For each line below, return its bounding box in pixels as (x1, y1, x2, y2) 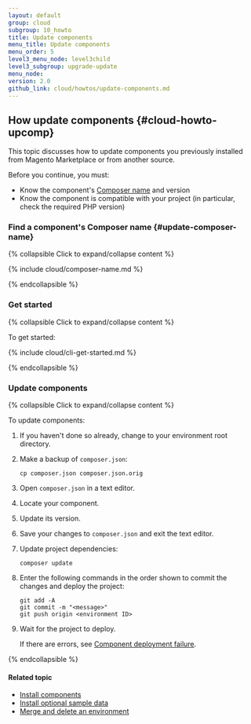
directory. (19, 439, 51, 448)
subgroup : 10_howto (8, 26, 72, 34)
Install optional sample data (19, 698, 108, 708)
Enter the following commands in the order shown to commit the (19, 573, 227, 583)
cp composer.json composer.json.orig (19, 470, 144, 477)
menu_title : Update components (8, 41, 111, 49)
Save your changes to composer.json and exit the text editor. (19, 529, 214, 539)
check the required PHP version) (19, 202, 125, 212)
